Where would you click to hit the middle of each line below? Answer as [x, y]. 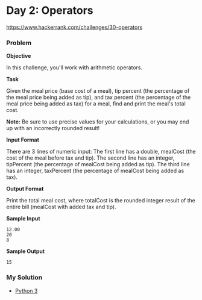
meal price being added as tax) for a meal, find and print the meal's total [96, 104]
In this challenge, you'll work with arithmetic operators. [74, 67]
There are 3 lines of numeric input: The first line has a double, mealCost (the [101, 152]
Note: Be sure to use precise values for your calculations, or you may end [98, 122]
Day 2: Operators [50, 11]
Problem [19, 43]
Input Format [23, 140]
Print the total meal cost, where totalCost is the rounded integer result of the [101, 201]
